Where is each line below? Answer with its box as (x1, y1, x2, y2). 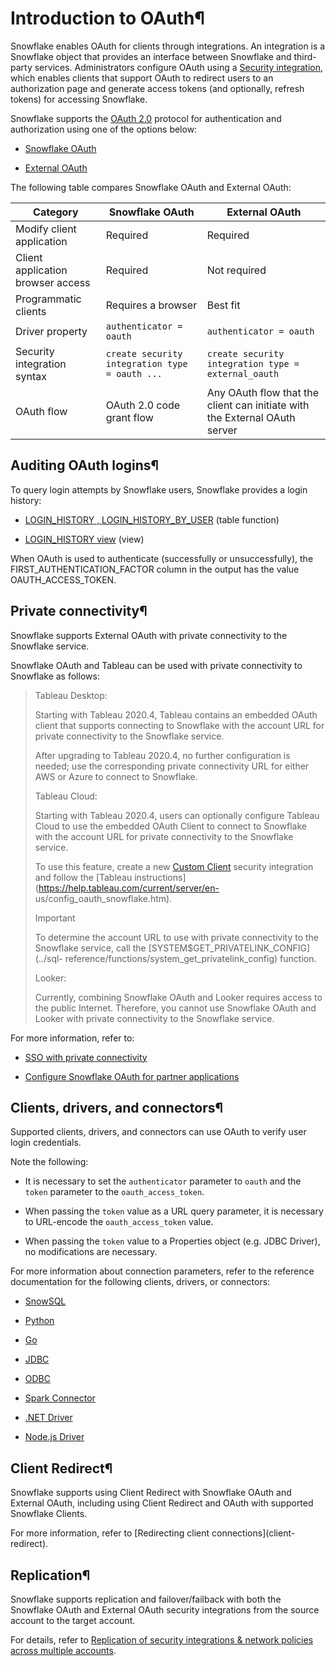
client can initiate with (206, 398, 310, 412)
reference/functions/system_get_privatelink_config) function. (64, 952, 317, 964)
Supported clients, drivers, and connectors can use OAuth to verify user (10, 1126, 307, 1138)
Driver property (15, 324, 88, 338)
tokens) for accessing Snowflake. (10, 93, 148, 105)
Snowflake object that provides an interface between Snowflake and (10, 50, 292, 62)
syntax (15, 369, 47, 383)
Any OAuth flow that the (206, 385, 320, 399)
